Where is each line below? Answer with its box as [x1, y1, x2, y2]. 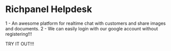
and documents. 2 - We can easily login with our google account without [5, 25, 158, 31]
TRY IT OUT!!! [5, 40, 35, 46]
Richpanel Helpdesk [5, 4, 92, 15]
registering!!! [5, 31, 32, 37]
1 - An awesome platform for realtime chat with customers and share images [5, 20, 166, 26]
